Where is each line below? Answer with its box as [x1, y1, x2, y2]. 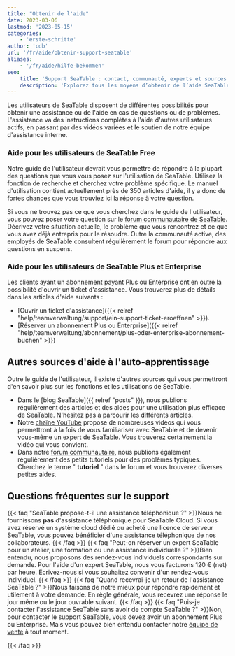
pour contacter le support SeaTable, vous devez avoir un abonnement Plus [7, 613, 222, 621]
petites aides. [17, 470, 57, 478]
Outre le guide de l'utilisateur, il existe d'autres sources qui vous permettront [7, 375, 227, 383]
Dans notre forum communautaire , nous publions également [17, 448, 191, 456]
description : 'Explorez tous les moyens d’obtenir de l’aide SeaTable [20, 82, 230, 89]
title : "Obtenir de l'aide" [7, 10, 90, 17]
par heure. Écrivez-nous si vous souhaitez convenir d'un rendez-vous [7, 568, 208, 577]
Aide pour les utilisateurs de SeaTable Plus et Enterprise [7, 262, 201, 271]
